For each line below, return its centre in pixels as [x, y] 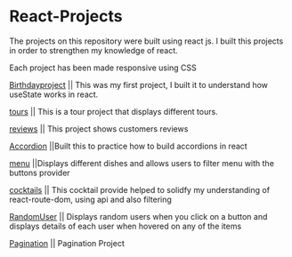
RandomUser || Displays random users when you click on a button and [138, 216]
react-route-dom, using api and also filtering [90, 199]
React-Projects [66, 16]
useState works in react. [54, 94]
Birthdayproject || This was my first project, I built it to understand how [139, 84]
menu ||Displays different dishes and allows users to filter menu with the [142, 163]
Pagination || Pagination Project [67, 243]
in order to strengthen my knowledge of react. [93, 50]
